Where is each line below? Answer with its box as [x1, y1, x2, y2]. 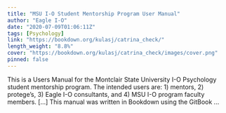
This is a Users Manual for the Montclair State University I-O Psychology [7, 75, 217, 84]
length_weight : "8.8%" [7, 43, 74, 50]
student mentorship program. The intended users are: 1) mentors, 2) [7, 82, 204, 91]
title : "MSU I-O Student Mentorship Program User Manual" [7, 10, 180, 18]
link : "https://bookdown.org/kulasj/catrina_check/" [7, 36, 165, 44]
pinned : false [7, 56, 49, 63]
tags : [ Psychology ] [7, 29, 65, 37]
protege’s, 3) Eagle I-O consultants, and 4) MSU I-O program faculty [7, 90, 205, 98]
